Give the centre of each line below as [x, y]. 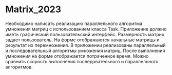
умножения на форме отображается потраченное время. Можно [77, 56]
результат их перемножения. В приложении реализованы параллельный [85, 45]
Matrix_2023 [33, 9]
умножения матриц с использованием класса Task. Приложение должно [86, 29]
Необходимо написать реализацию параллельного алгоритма [74, 23]
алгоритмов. [19, 67]
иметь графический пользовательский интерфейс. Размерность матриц [85, 34]
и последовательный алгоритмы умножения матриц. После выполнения [85, 51]
